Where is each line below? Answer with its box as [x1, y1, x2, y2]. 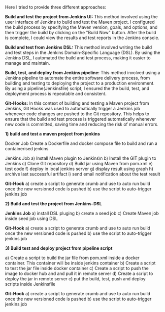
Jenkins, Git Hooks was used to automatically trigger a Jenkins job [5, 106, 140, 111]
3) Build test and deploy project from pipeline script [5, 245, 113, 251]
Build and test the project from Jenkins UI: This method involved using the [5, 14, 158, 19]
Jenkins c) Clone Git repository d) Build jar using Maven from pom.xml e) [5, 161, 153, 166]
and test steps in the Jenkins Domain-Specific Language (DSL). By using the [5, 49, 161, 55]
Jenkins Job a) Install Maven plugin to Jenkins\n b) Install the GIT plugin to [5, 155, 157, 161]
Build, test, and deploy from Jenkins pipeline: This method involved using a [5, 70, 161, 76]
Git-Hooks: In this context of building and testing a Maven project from [5, 100, 149, 106]
